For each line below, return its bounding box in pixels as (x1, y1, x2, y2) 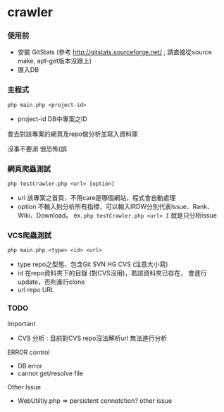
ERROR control (7, 348, 51, 356)
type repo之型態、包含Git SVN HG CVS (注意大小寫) (17, 260, 168, 268)
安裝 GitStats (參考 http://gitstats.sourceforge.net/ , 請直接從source (17, 48, 213, 56)
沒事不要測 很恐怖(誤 (7, 144, 68, 153)
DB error (17, 361, 43, 370)
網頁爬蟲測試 (7, 163, 51, 173)
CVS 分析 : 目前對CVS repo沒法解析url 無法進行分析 (17, 334, 168, 342)
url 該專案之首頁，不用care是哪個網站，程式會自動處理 (17, 194, 176, 202)
